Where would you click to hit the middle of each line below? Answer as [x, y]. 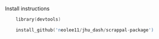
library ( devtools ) [38, 19]
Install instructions [27, 9]
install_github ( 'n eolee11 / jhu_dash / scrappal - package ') [85, 30]
